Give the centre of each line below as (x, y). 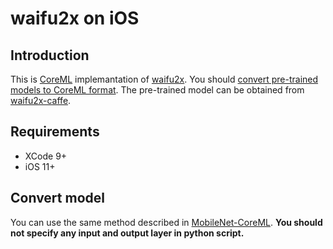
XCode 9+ (46, 156)
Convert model (57, 198)
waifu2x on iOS (75, 18)
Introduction (50, 55)
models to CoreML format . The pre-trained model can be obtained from (157, 90)
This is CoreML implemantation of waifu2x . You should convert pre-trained (164, 79)
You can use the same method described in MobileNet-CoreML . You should (166, 222)
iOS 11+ (40, 166)
